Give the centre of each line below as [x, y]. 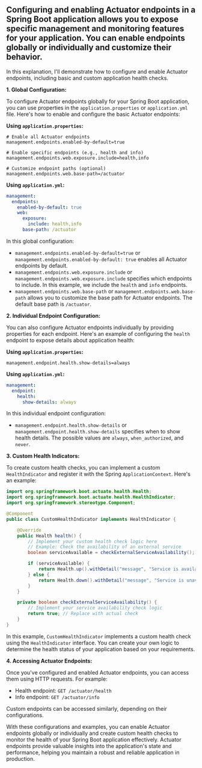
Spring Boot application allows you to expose [93, 20]
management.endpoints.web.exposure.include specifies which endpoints [103, 278]
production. [20, 758]
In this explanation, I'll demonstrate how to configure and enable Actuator [97, 71]
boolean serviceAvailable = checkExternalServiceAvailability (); [112, 553]
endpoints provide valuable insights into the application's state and [89, 746]
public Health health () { [50, 536]
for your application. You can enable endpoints [96, 38]
